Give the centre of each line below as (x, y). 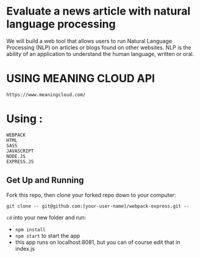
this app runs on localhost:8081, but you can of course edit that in (98, 242)
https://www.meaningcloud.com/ (46, 95)
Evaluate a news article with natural (98, 11)
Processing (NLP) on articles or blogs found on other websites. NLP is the (99, 47)
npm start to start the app (48, 235)
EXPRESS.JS (20, 162)
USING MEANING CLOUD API (81, 79)
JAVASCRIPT (20, 151)
